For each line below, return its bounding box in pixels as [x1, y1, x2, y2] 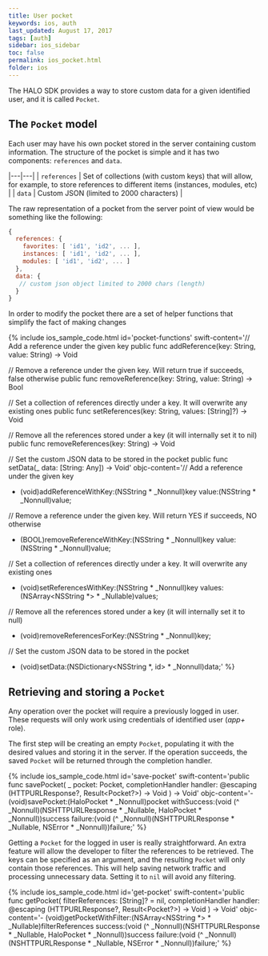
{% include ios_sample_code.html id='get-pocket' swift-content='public [8, 887, 246, 897]
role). [8, 723, 26, 733]
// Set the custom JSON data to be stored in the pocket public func [8, 454, 229, 464]
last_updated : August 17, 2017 [8, 26, 113, 34]
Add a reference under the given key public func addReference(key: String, [8, 342, 256, 351]
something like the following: [8, 212, 103, 222]
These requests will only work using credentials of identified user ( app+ [8, 715, 246, 725]
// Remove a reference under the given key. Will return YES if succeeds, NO [8, 511, 258, 521]
